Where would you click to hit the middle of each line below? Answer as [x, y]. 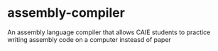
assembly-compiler [66, 13]
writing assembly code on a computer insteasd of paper [89, 39]
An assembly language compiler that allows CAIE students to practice [109, 32]
